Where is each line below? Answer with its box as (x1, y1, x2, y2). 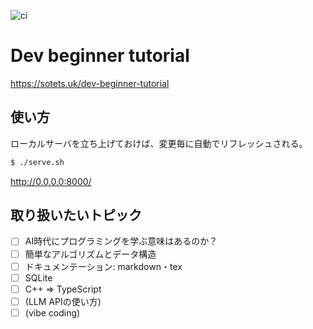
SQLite (24, 271, 53, 284)
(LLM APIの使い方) (24, 295, 102, 307)
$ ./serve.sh (10, 157, 65, 167)
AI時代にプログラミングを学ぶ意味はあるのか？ (24, 235, 218, 247)
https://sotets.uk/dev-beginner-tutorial (10, 77, 170, 89)
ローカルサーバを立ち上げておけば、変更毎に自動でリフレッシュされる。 (10, 137, 308, 149)
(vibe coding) (24, 306, 81, 319)
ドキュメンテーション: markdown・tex (24, 260, 183, 272)
